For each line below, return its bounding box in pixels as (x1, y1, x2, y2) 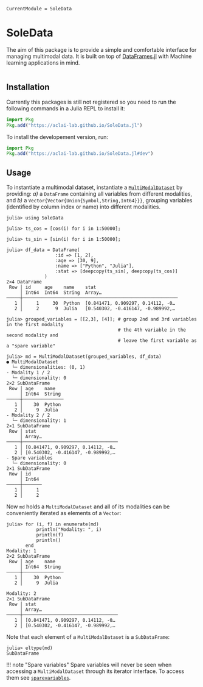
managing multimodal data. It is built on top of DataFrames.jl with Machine (6, 52, 192, 60)
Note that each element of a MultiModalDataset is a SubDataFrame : (6, 633, 170, 641)
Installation (6, 82, 50, 93)
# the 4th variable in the (117, 327, 187, 333)
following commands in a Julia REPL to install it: (6, 104, 126, 112)
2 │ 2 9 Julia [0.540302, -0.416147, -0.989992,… (14, 305, 175, 312)
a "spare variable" (6, 343, 56, 349)
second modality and (6, 332, 59, 338)
